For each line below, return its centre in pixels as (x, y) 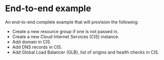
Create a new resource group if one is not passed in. (65, 31)
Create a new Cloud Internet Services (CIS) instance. (66, 37)
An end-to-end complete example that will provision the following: (72, 22)
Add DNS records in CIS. (37, 47)
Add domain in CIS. (32, 41)
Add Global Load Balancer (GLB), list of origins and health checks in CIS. (86, 52)
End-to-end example (48, 9)
